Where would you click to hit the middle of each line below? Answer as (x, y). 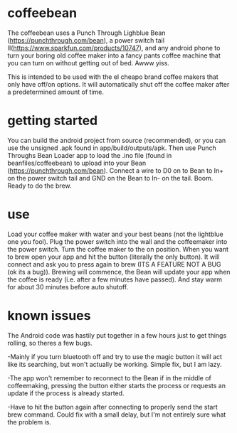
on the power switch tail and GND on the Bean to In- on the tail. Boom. (110, 178)
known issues (49, 316)
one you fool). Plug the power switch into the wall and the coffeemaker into (117, 241)
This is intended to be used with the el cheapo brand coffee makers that (113, 77)
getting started (53, 121)
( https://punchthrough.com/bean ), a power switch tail (86, 40)
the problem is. (30, 422)
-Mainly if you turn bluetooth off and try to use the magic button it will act (115, 356)
